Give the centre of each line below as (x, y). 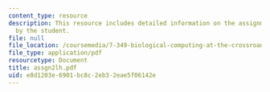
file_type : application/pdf (55, 53)
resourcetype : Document (48, 61)
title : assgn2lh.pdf (43, 68)
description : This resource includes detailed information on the (122, 23)
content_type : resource (48, 16)
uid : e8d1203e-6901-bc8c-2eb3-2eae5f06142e (82, 75)
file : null (27, 38)
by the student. (43, 30)
